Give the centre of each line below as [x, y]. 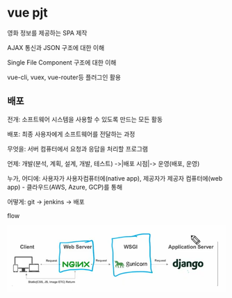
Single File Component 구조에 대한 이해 [62, 62]
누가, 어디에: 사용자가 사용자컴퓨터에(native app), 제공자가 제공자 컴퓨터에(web [115, 178]
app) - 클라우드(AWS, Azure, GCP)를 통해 [65, 187]
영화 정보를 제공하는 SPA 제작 [47, 33]
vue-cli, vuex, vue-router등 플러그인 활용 [64, 77]
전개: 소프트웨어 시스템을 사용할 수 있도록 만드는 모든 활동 [85, 119]
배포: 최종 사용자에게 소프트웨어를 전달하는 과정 [71, 134]
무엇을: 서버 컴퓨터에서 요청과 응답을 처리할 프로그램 [77, 149]
